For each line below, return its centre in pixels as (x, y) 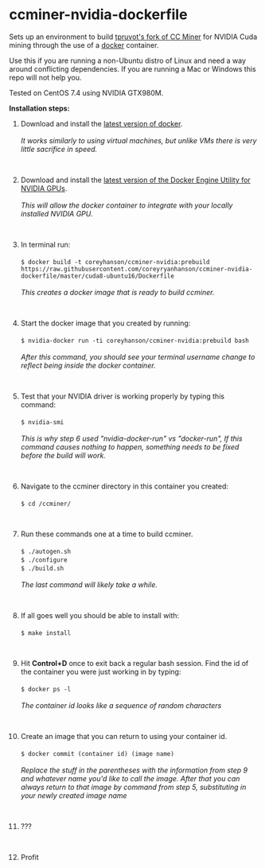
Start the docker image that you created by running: (105, 323)
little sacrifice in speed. (59, 149)
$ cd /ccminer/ (46, 504)
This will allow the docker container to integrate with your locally (127, 205)
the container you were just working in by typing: (101, 671)
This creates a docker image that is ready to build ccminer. (117, 292)
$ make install (46, 633)
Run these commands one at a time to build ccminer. (107, 534)
